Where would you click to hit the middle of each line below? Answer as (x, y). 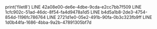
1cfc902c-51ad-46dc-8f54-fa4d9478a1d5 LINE (53, 12)
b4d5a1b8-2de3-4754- (124, 12)
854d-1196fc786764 (26, 17)
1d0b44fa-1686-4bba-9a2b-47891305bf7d (48, 22)
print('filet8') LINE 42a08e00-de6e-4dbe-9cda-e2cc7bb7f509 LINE (73, 7)
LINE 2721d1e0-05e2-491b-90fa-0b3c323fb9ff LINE (99, 17)
